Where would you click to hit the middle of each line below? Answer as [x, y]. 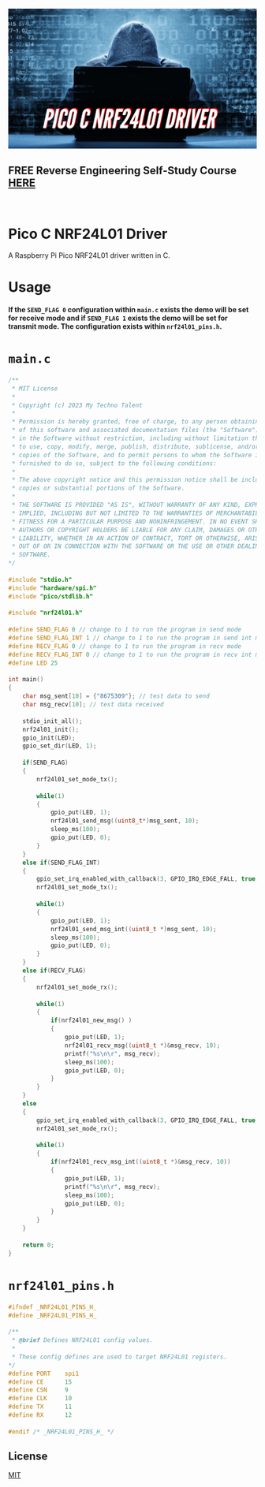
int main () [26, 680]
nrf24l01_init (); [51, 729]
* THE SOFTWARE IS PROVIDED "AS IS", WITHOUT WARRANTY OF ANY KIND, [127, 505]
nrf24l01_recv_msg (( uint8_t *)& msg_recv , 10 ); [142, 1045]
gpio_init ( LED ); [49, 738]
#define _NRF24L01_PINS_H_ [52, 1315]
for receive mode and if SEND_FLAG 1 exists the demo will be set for [118, 318]
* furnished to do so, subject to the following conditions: [114, 463]
